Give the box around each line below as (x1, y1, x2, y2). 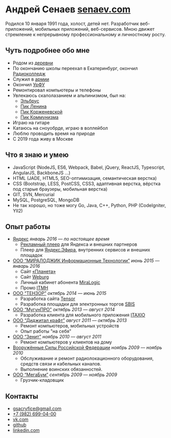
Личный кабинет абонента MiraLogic (20, 280, 101, 286)
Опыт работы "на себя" (20, 328, 71, 334)
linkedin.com (12, 427, 40, 433)
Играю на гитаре (12, 119, 50, 126)
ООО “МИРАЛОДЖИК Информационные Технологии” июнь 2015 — (12, 258, 160, 264)
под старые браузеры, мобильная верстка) (12, 186, 108, 192)
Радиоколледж (12, 71, 46, 77)
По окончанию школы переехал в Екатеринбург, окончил (12, 65, 138, 71)
